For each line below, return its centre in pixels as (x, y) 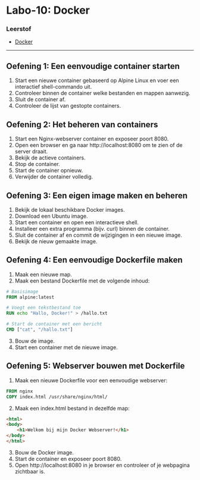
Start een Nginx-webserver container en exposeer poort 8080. (92, 139)
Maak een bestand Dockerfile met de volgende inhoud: (82, 281)
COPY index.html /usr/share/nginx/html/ (57, 397)
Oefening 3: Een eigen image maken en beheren (97, 195)
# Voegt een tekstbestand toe (44, 308)
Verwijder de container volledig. (54, 177)
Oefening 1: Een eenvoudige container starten (93, 66)
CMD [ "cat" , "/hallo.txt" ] (40, 330)
